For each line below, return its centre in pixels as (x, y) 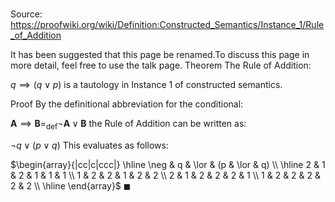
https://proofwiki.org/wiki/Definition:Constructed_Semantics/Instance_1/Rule (167, 25)
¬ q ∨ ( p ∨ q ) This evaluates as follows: (89, 145)
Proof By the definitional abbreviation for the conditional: (127, 104)
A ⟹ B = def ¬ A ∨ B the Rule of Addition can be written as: (128, 125)
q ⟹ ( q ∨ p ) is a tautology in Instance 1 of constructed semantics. (146, 85)
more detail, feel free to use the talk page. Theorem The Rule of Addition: (161, 65)
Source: (26, 14)
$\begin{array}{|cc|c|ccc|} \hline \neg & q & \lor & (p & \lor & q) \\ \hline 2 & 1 (168, 164)
